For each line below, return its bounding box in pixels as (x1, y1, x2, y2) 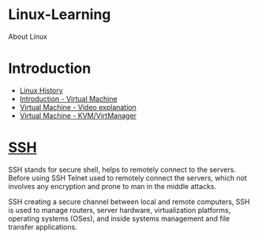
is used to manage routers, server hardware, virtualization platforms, (8, 205, 231, 214)
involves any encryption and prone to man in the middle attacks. (8, 181, 217, 191)
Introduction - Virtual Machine (19, 93, 118, 104)
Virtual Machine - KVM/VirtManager (19, 111, 136, 120)
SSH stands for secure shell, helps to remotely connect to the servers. (8, 165, 237, 174)
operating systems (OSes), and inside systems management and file (8, 214, 230, 223)
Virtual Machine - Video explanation (19, 102, 136, 112)
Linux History (19, 85, 63, 95)
